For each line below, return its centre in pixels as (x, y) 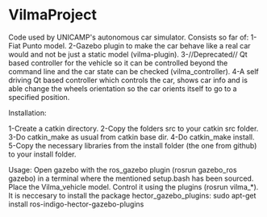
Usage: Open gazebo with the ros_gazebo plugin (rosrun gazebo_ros (123, 169)
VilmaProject (52, 15)
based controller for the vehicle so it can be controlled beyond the (118, 63)
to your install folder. (42, 154)
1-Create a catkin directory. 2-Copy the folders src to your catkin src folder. (133, 128)
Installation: (27, 113)
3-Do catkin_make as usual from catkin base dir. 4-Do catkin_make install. (131, 137)
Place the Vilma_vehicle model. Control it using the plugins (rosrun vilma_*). (133, 186)
